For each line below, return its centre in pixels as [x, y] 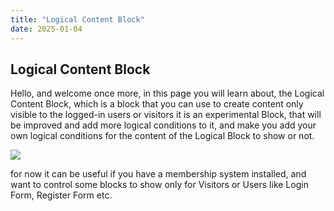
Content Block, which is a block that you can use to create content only [157, 104]
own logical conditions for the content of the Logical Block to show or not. [162, 136]
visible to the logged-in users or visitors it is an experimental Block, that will [166, 115]
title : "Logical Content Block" [77, 19]
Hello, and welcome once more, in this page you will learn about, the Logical [167, 93]
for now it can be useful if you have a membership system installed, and [158, 174]
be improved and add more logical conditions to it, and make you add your [163, 125]
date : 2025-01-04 [46, 29]
